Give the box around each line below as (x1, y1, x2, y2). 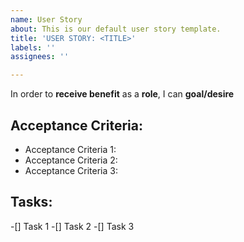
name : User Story (10, 14, 83, 25)
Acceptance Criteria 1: (24, 143, 117, 155)
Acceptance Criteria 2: (24, 154, 118, 166)
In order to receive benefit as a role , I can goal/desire (10, 88, 235, 100)
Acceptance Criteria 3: (24, 164, 118, 176)
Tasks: (10, 194, 53, 211)
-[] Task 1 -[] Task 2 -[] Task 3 (10, 220, 135, 232)
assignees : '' (10, 52, 70, 62)
